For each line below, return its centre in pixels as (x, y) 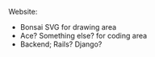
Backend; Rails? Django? (61, 44)
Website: (23, 12)
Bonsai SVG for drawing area (68, 27)
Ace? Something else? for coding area (84, 36)
